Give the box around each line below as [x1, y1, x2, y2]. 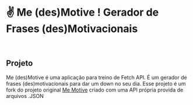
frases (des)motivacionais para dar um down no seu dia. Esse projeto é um [6, 80, 186, 87]
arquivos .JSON [6, 92, 44, 99]
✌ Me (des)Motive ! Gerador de [6, 6, 159, 19]
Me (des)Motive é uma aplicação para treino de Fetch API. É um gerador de [6, 73, 188, 80]
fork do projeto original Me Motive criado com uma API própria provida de [6, 86, 184, 93]
